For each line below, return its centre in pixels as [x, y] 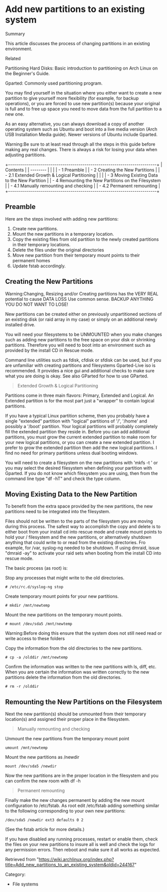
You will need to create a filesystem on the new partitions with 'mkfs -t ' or [82, 463]
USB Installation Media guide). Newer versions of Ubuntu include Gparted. [82, 134]
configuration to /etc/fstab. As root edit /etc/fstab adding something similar [82, 806]
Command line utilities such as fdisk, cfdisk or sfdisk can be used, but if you [83, 360]
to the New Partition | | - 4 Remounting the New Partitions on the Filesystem [83, 180]
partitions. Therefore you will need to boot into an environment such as [78, 345]
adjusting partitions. [26, 155]
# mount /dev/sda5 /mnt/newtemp [39, 624]
